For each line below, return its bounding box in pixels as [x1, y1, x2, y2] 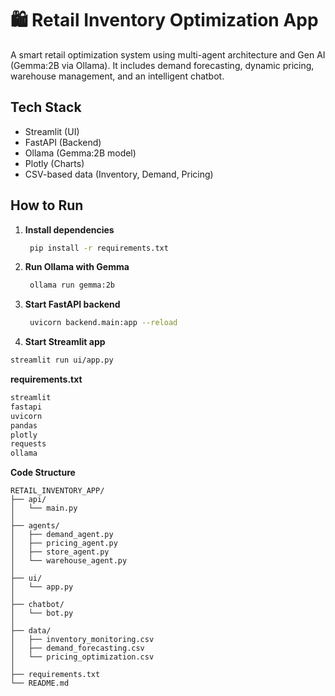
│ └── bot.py [10, 608, 74, 619]
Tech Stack [10, 99, 82, 116]
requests [10, 439, 47, 449]
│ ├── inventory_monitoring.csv [10, 635, 155, 645]
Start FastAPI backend [24, 298, 121, 311]
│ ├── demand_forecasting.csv [10, 643, 145, 654]
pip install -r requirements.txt [29, 243, 169, 253]
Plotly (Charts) [24, 157, 85, 169]
